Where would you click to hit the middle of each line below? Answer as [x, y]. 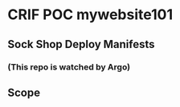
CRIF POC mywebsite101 [90, 15]
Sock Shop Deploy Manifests [81, 44]
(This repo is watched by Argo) [69, 67]
